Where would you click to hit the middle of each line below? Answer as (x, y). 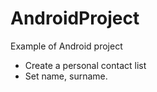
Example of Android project (66, 46)
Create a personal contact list (85, 65)
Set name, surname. (66, 76)
